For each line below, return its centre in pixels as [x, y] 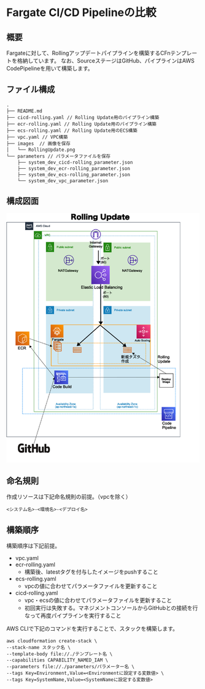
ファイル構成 [31, 90]
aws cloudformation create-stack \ [52, 641]
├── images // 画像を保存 [38, 144]
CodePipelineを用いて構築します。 [50, 68]
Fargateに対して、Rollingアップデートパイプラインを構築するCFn [88, 53]
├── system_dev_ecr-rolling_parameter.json [74, 168]
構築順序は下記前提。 [33, 546]
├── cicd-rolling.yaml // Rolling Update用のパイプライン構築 [83, 117]
